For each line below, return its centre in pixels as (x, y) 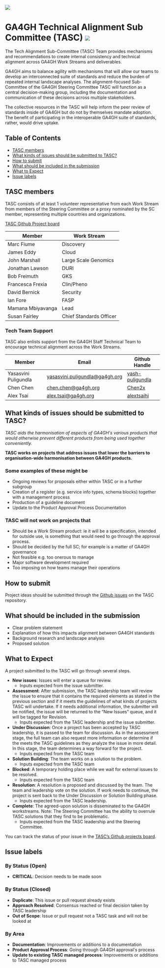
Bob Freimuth (23, 276)
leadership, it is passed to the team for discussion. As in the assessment (85, 733)
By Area (15, 934)
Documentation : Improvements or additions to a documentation (77, 944)
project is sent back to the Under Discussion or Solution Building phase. (85, 795)
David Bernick (24, 292)
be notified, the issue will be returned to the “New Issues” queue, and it (84, 711)
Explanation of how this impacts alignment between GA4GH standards (83, 633)
